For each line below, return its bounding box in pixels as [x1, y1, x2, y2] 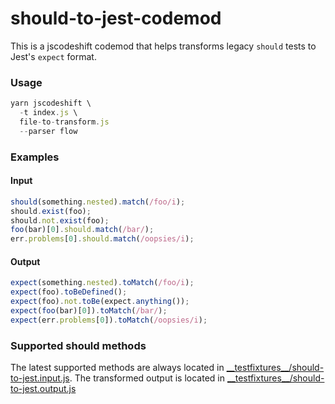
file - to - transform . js [19, 117, 110, 127]
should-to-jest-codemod [10, 7, 222, 30]
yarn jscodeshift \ [10, 98, 92, 109]
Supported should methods [10, 338, 147, 352]
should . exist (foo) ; [10, 206, 92, 216]
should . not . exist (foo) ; [10, 215, 110, 226]
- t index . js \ [19, 108, 78, 118]
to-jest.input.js [10, 372, 70, 384]
